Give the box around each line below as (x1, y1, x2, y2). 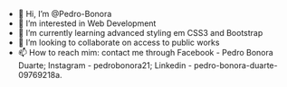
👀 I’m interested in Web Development (17, 18, 157, 29)
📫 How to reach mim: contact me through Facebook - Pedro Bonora (17, 48, 273, 57)
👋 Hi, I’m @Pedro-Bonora (17, 9, 112, 19)
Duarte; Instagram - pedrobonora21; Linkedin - (17, 60, 193, 71)
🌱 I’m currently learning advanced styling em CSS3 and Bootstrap (17, 28, 263, 38)
